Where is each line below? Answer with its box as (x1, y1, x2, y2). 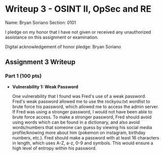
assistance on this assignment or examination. (5, 34, 99, 40)
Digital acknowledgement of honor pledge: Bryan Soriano (5, 44, 121, 49)
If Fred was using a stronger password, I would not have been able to (12, 109, 152, 114)
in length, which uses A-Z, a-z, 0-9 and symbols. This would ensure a (12, 140, 154, 146)
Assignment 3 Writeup (5, 58, 76, 67)
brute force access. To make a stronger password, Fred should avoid (12, 114, 152, 120)
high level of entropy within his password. (12, 145, 97, 151)
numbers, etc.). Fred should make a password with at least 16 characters (12, 134, 160, 140)
